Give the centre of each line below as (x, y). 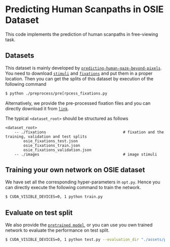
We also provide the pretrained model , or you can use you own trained (79, 225)
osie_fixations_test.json (51, 141)
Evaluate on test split (39, 213)
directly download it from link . (37, 108)
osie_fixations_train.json (52, 145)
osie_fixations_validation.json (58, 150)
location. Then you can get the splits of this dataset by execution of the (79, 79)
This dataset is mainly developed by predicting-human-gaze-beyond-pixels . (83, 68)
